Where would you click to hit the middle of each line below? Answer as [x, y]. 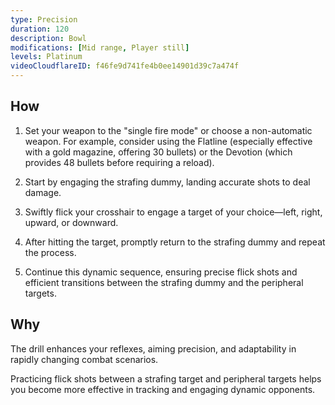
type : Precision [44, 19]
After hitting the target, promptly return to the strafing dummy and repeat [175, 242]
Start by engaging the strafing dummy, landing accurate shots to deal [167, 182]
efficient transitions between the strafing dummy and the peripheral [164, 282]
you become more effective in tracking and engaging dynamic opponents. [163, 389]
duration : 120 [40, 29]
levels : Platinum [46, 57]
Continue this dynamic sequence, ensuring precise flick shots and [161, 272]
